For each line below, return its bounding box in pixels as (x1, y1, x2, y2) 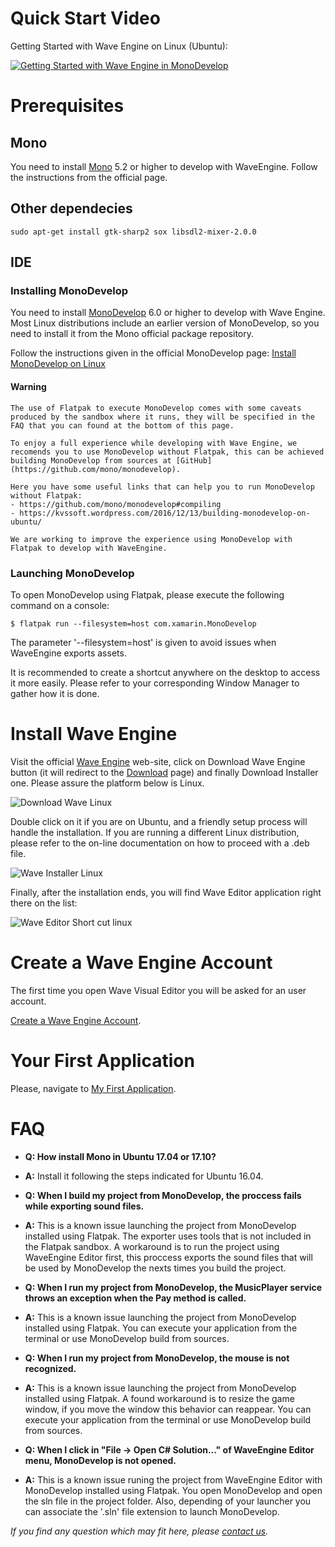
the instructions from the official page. (10, 171, 168, 183)
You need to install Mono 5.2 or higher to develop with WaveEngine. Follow (10, 160, 318, 172)
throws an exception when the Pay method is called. (24, 1292, 247, 1304)
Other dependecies (10, 200, 133, 217)
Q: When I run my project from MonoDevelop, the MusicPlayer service (24, 1281, 323, 1293)
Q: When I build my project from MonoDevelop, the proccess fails (24, 1189, 302, 1201)
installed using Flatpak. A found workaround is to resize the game (24, 1392, 295, 1404)
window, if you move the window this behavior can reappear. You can (24, 1403, 312, 1415)
